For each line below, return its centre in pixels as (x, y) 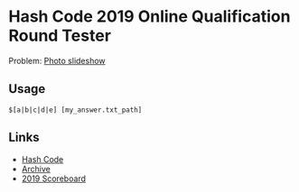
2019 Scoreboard (54, 178)
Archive (36, 169)
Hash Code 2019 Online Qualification (149, 17)
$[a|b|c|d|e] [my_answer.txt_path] (75, 110)
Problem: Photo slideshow (57, 60)
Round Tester (60, 36)
